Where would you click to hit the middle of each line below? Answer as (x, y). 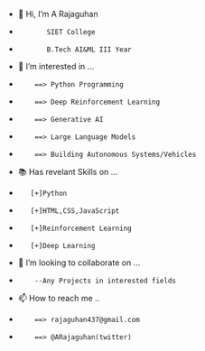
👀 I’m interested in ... (56, 66)
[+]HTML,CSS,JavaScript (75, 211)
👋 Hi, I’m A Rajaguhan (58, 14)
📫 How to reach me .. (59, 298)
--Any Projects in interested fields (105, 281)
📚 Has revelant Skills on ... (68, 172)
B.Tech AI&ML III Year (89, 50)
